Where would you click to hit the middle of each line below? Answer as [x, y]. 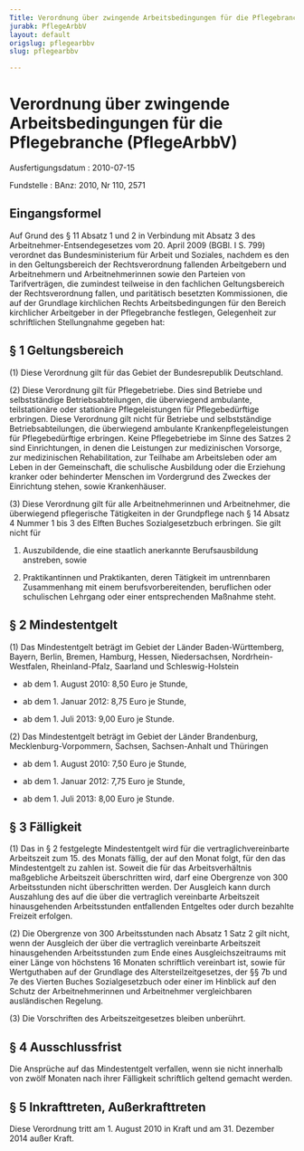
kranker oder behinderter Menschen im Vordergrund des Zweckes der [140, 476]
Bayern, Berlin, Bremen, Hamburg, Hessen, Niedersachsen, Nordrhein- [141, 657]
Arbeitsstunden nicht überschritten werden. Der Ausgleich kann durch [140, 887]
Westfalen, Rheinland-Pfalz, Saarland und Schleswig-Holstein [124, 666]
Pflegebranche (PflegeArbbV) [123, 143]
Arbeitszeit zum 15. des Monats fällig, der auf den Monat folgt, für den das [148, 858]
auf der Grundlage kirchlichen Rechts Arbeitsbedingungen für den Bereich [148, 302]
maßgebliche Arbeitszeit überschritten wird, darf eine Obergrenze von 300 [149, 878]
